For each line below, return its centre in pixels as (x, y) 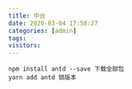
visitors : (25, 46)
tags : (17, 38)
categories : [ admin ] (43, 30)
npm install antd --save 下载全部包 (66, 69)
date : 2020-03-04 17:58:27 (53, 23)
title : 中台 (27, 16)
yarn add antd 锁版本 (42, 78)
